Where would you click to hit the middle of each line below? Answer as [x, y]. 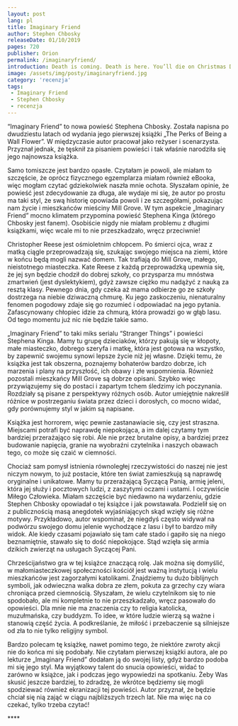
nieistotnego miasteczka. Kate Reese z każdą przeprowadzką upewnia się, [116, 267]
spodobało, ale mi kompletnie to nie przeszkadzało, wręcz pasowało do [112, 601]
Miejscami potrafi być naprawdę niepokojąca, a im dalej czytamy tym [108, 430]
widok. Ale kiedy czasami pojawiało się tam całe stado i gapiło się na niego [117, 534]
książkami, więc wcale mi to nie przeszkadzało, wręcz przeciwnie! [104, 230]
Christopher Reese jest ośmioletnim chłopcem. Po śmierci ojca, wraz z [110, 244]
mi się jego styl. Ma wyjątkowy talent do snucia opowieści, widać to [106, 666]
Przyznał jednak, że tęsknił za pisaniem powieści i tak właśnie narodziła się [117, 149]
